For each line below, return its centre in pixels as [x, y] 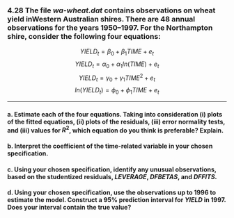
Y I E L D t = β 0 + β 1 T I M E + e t [117, 52]
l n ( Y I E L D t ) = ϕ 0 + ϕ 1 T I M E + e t [117, 91]
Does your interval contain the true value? [69, 208]
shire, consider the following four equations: [84, 36]
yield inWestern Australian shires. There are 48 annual [101, 19]
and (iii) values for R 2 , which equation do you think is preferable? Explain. [116, 129]
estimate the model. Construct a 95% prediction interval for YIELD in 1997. [117, 200]
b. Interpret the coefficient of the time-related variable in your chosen [110, 146]
